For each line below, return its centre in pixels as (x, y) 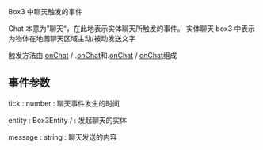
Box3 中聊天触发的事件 (46, 12)
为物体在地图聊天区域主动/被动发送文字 (72, 38)
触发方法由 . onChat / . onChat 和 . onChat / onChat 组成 (93, 55)
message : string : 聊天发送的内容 (63, 137)
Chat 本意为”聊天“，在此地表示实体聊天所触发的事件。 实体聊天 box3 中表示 (131, 29)
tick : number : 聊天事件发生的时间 (64, 103)
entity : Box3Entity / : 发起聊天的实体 (67, 120)
